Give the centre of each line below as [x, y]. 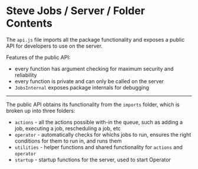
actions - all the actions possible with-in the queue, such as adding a [99, 122]
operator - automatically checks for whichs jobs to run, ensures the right [103, 134]
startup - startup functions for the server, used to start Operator [93, 160]
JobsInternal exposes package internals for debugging [82, 87]
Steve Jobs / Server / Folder [76, 11]
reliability [26, 75]
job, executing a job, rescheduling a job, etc [67, 128]
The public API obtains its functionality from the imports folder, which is [93, 104]
